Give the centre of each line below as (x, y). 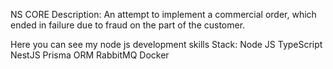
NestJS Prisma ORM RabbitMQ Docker (90, 55)
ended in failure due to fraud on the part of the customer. (128, 25)
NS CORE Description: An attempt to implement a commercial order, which (163, 14)
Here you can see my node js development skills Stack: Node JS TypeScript (166, 44)
